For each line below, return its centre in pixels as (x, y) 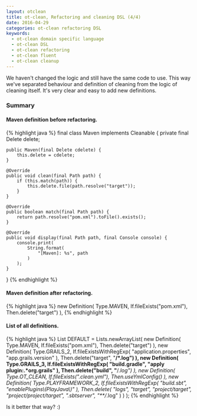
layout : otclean (26, 12)
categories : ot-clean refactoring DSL (54, 28)
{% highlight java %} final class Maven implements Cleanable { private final (97, 133)
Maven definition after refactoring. (50, 293)
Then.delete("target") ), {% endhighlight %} (59, 312)
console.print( (35, 243)
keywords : (18, 34)
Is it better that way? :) (33, 407)
